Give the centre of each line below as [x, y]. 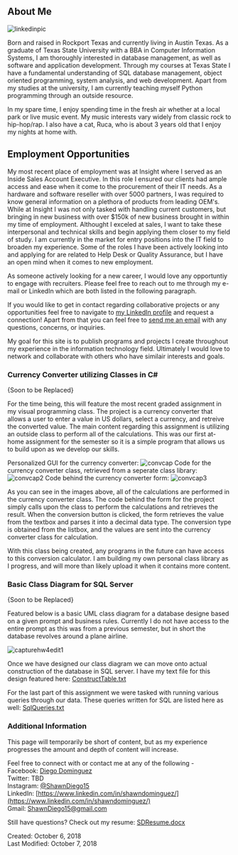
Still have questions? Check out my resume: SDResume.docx [96, 822]
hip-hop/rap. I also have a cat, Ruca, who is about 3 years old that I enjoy [114, 124]
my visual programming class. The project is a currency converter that [110, 411]
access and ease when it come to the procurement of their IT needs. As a [115, 186]
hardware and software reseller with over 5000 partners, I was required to [115, 194]
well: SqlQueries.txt [36, 708]
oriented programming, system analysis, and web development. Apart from [117, 80]
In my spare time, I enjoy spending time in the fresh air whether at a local [114, 109]
